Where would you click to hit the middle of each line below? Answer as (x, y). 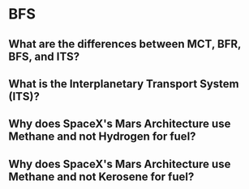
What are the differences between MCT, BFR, (125, 44)
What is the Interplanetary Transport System (124, 84)
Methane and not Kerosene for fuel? (101, 176)
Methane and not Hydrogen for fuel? (102, 137)
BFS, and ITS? (44, 56)
